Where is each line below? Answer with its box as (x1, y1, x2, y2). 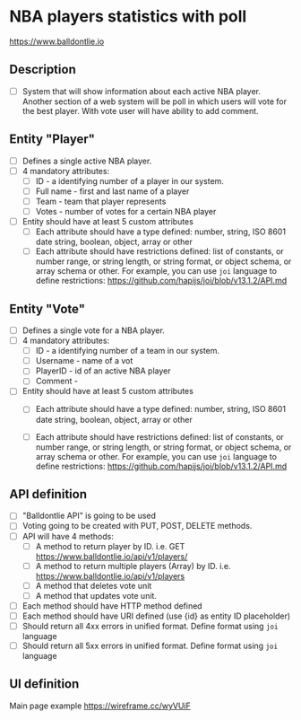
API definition (9, 487, 88, 502)
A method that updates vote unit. (35, 590, 157, 601)
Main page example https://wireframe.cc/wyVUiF (9, 700, 191, 711)
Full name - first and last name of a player (35, 186, 190, 197)
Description (9, 62, 76, 77)
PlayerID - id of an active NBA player (35, 365, 171, 376)
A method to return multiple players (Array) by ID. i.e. (35, 560, 231, 571)
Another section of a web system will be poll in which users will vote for (21, 96, 287, 107)
